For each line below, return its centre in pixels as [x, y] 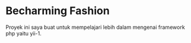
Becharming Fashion [58, 11]
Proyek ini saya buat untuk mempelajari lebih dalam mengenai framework [95, 27]
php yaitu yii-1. [24, 33]
